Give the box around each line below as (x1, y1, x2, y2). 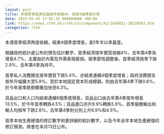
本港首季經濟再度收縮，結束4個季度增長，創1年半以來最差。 (5, 40, 126, 45)
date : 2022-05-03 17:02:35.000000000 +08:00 (5, 16, 97, 21)
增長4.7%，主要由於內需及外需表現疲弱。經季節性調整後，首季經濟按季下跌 (5, 56, 158, 62)
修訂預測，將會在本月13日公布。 (5, 124, 70, 130)
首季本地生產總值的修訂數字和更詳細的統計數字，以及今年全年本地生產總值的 (5, 118, 160, 124)
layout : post (5, 7, 32, 12)
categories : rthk (5, 25, 41, 30)
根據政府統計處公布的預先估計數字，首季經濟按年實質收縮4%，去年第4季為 (5, 50, 157, 56)
